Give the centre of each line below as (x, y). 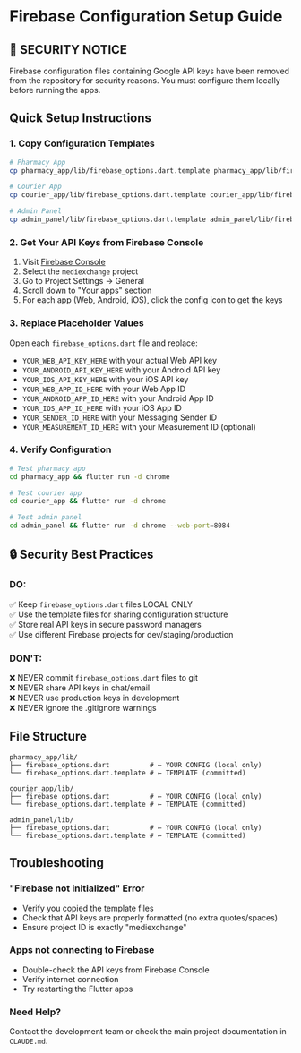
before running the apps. (55, 90)
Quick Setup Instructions (81, 118)
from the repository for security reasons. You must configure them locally (145, 81)
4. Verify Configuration (60, 449)
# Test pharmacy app (48, 468)
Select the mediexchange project (80, 271)
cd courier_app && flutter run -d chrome (88, 501)
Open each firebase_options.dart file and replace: (104, 343)
